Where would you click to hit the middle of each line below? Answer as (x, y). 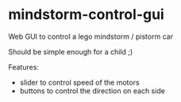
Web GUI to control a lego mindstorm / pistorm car (90, 36)
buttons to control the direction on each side (92, 91)
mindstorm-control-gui (86, 15)
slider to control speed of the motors (80, 82)
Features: (24, 67)
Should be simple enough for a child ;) (71, 51)
